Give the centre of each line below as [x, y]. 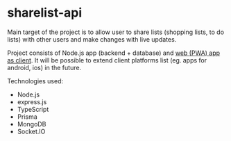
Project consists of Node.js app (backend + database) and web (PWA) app [114, 53]
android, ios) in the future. [44, 67]
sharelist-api [45, 13]
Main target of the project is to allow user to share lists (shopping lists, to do [115, 32]
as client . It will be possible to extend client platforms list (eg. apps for [107, 60]
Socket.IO [31, 131]
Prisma [27, 117]
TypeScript [33, 109]
